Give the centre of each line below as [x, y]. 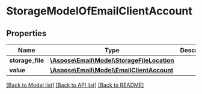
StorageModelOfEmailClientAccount [99, 11]
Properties [26, 33]
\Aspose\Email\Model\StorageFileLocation [112, 60]
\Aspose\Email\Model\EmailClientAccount [112, 70]
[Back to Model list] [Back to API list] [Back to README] [75, 85]
